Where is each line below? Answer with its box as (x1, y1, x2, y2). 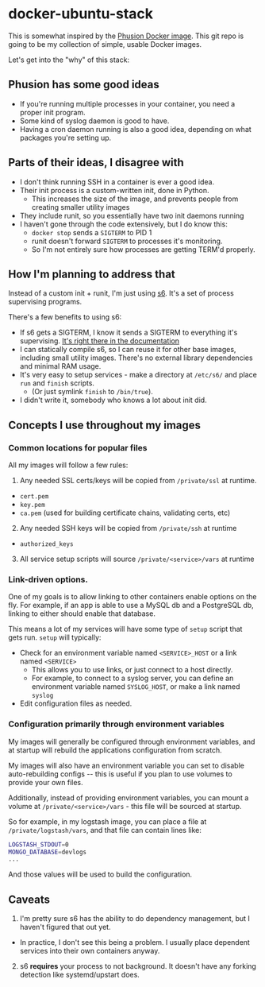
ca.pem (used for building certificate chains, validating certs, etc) (19, 508, 231, 517)
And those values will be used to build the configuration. (8, 869, 193, 879)
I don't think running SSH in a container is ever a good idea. (19, 176, 215, 187)
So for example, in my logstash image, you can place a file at (8, 816, 207, 826)
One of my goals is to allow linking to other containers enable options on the (8, 592, 257, 602)
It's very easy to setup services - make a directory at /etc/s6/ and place (19, 370, 258, 380)
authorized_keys (19, 540, 74, 548)
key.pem (19, 501, 45, 509)
